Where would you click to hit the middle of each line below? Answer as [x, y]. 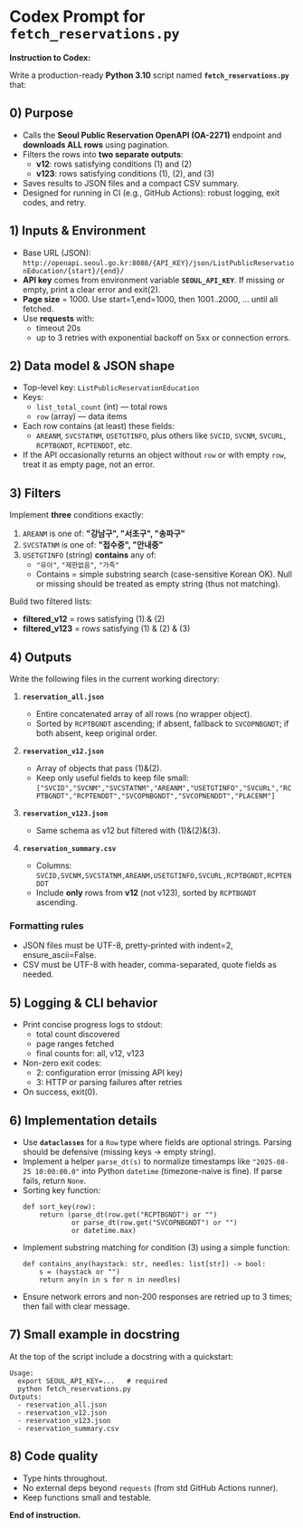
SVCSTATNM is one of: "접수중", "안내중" [93, 545]
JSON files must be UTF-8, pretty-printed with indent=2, [128, 945]
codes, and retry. [54, 202]
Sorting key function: [62, 1190]
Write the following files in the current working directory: [114, 679]
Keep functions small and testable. [87, 1497]
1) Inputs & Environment [78, 231]
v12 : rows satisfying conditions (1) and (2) [114, 164]
